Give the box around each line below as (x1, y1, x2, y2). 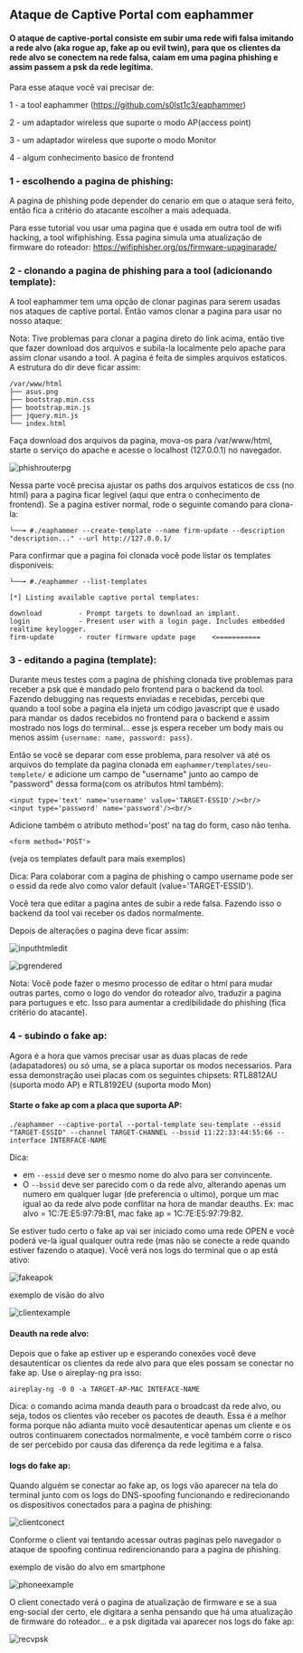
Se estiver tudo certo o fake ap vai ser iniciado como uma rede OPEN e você (9, 1225, 295, 1236)
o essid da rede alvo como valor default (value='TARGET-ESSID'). (9, 880, 254, 891)
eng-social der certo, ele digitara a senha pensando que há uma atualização (9, 1607, 294, 1618)
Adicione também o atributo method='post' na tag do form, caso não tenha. (9, 820, 291, 831)
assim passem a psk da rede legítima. (9, 61, 154, 72)
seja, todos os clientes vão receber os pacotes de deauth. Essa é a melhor (9, 1410, 287, 1422)
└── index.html (9, 419, 67, 429)
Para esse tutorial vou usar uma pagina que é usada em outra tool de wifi (9, 222, 282, 233)
